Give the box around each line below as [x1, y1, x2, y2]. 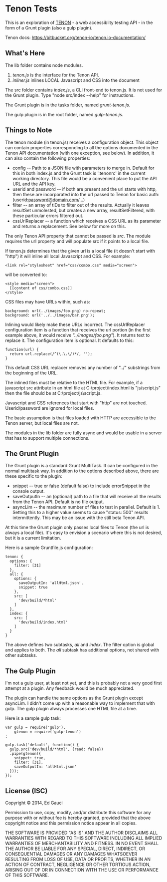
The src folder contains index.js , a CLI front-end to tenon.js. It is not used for [5, 87, 163, 93]
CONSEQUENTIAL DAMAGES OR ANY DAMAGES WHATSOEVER [5, 851, 138, 857]
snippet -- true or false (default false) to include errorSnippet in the [12, 483, 151, 489]
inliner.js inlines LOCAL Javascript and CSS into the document [12, 77, 140, 83]
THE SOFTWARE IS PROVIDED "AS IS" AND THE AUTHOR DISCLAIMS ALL [5, 830, 158, 836]
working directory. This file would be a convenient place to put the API [12, 175, 157, 181]
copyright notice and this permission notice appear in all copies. [5, 820, 137, 826]
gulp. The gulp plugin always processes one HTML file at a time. [5, 706, 137, 712]
